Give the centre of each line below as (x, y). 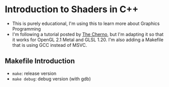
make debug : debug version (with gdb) (52, 79)
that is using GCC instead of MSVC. (50, 45)
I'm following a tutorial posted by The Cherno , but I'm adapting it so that (88, 34)
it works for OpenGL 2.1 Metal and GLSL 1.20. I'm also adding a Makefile (88, 40)
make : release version (34, 73)
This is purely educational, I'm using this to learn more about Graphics (86, 23)
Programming (27, 28)
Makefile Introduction (40, 61)
